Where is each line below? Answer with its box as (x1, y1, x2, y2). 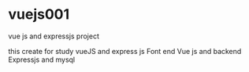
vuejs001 (8, 5, 70, 23)
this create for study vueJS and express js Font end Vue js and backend (8, 46, 242, 56)
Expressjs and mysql (8, 55, 76, 64)
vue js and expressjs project (8, 31, 100, 41)
